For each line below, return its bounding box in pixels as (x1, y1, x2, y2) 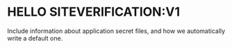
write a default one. (7, 34, 63, 42)
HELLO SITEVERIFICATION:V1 (7, 4, 181, 20)
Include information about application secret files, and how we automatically (7, 27, 226, 35)
